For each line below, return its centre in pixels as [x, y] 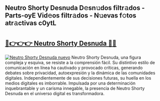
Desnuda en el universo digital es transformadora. [55, 93]
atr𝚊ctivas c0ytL [31, 23]
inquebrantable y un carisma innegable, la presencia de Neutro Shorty [75, 88]
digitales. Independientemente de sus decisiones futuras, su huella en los [78, 78]
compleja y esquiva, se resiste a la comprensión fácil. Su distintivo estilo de [80, 62]
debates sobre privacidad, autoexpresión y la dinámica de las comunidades [80, 73]
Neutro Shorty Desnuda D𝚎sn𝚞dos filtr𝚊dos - [75, 8]
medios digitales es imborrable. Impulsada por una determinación [70, 83]
